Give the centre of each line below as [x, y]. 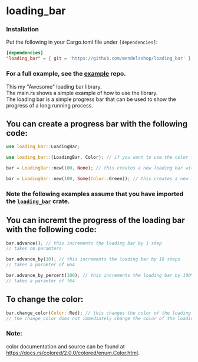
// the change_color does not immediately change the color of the [91, 318]
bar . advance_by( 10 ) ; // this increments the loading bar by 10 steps [93, 259]
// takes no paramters [34, 249]
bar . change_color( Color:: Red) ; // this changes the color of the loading [99, 313]
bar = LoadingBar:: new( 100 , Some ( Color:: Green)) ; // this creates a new [97, 178]
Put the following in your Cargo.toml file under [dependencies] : [82, 42]
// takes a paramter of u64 [41, 265]
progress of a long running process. [49, 105]
